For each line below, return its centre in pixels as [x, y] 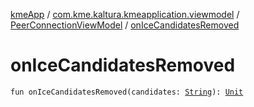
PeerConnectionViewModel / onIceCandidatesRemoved [125, 25]
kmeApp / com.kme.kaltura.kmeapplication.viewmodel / [125, 14]
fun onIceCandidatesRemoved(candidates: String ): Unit [127, 92]
